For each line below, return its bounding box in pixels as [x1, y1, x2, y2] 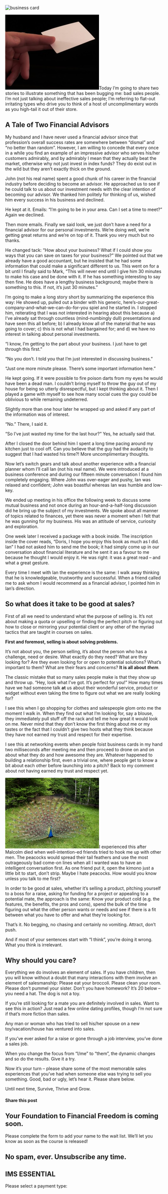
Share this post [5, 1098, 37, 1104]
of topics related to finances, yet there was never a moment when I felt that [5, 513, 160, 519]
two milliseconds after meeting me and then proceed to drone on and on [5, 746, 154, 752]
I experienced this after [99, 844, 146, 850]
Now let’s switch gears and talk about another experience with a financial [5, 460, 156, 467]
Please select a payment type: [5, 1183, 67, 1189]
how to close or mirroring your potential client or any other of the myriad [5, 624, 154, 630]
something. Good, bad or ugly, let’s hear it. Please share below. [5, 1076, 135, 1082]
